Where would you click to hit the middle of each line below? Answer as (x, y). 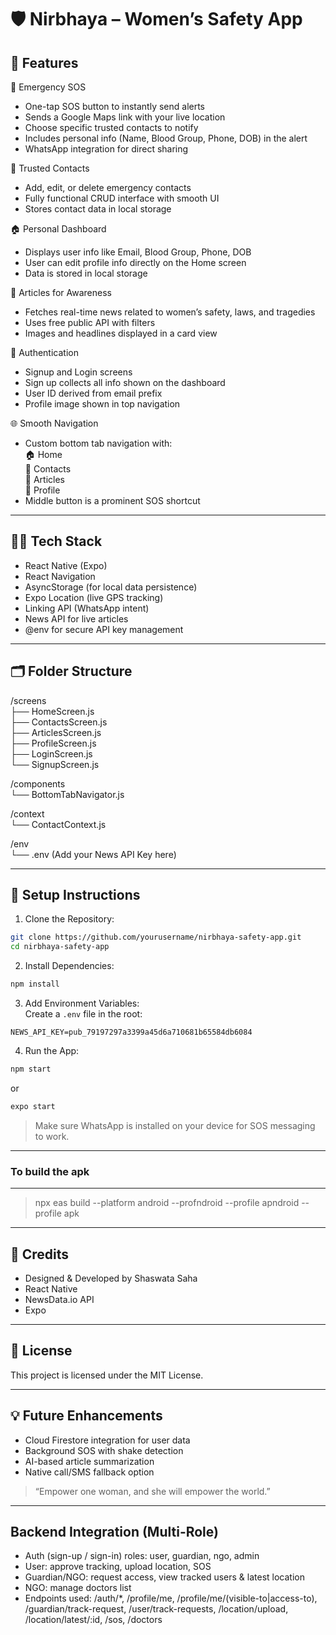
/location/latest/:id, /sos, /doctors (93, 1620)
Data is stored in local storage (86, 273)
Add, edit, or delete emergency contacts (108, 187)
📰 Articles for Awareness (61, 292)
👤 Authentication (44, 352)
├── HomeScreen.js (52, 711)
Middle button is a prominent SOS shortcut (112, 500)
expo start (33, 1106)
